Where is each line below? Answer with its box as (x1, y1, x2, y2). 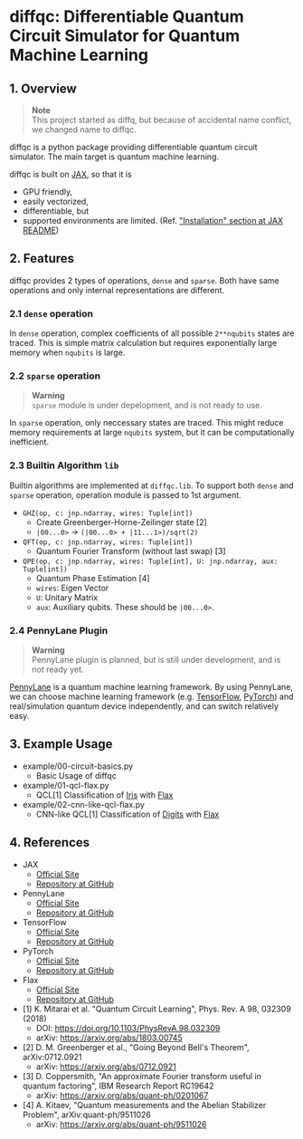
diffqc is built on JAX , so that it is (9, 169, 133, 179)
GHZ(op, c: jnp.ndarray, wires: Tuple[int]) (22, 509, 194, 518)
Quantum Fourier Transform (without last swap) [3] (35, 545, 226, 556)
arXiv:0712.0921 (22, 1051, 82, 1062)
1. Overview (9, 81, 77, 96)
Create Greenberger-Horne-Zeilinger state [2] (35, 516, 208, 527)
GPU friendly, (22, 187, 73, 196)
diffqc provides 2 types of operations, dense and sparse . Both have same (9, 274, 279, 286)
